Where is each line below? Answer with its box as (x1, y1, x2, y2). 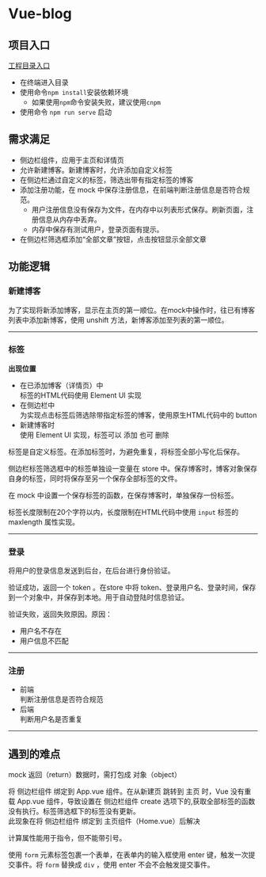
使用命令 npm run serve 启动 (19, 108, 112, 116)
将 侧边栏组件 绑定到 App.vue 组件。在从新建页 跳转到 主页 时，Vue (8, 787, 229, 796)
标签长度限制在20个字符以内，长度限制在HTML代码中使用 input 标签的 (8, 507, 239, 517)
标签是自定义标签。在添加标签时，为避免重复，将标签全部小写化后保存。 (8, 447, 244, 456)
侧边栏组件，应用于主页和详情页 (19, 155, 124, 165)
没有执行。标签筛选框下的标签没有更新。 (8, 806, 140, 816)
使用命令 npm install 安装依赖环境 (19, 88, 129, 97)
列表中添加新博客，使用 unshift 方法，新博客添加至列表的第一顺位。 (8, 315, 229, 325)
